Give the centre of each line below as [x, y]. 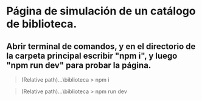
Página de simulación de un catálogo [101, 11]
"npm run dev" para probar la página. [79, 65]
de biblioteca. [42, 24]
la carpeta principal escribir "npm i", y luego [92, 56]
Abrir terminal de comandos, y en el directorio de [101, 46]
